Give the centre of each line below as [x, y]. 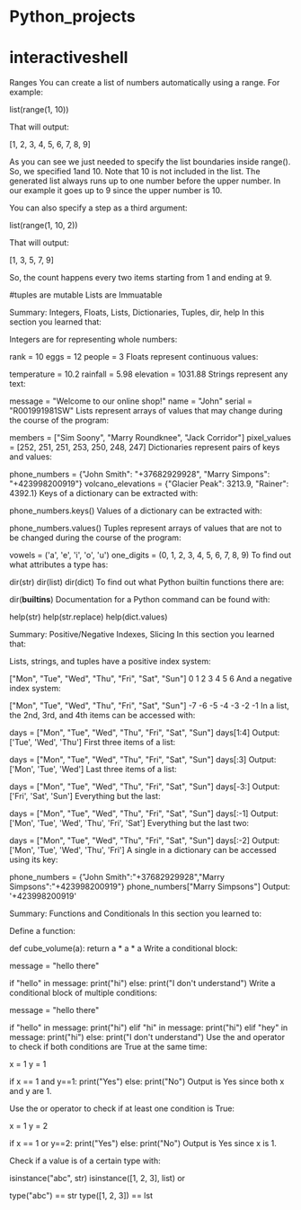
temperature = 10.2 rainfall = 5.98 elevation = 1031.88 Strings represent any [149, 374]
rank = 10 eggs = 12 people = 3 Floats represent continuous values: [134, 357]
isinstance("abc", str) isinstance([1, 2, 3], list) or [97, 1179]
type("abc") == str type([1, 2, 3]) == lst [81, 1196]
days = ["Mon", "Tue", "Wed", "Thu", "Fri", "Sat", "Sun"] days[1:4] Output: [145, 733]
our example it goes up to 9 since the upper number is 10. [116, 191]
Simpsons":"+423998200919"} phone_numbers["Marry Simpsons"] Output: [150, 886]
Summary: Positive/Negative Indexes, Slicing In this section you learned [142, 635]
